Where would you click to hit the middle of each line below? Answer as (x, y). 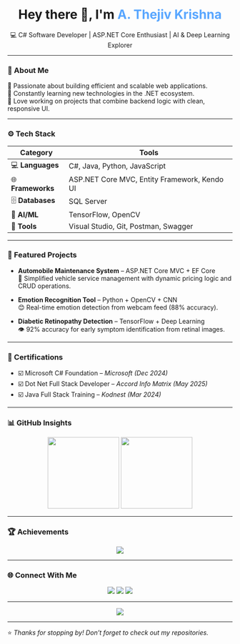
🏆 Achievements (38, 532)
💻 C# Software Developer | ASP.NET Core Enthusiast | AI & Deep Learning (120, 34)
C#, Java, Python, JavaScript (117, 166)
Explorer (120, 45)
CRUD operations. (44, 286)
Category (37, 152)
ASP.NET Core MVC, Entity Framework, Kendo (146, 179)
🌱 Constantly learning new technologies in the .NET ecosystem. (101, 94)
